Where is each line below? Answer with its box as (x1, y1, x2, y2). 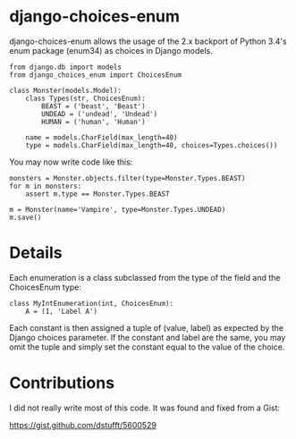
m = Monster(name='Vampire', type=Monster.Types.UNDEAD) (9, 205, 226, 214)
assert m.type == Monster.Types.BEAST (25, 190, 170, 198)
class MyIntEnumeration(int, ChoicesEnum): (9, 299, 174, 308)
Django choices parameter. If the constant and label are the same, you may (9, 332, 286, 342)
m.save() (9, 213, 42, 222)
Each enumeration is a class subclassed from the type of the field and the (9, 272, 281, 283)
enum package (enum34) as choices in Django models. (9, 45, 213, 55)
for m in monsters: (9, 182, 82, 190)
